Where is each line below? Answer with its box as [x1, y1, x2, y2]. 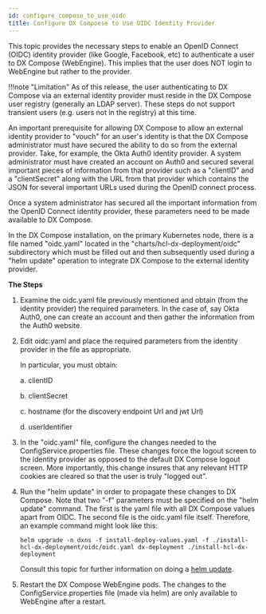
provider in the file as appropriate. [19, 344, 131, 354]
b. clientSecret [19, 390, 68, 400]
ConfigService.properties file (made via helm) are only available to [19, 588, 237, 597]
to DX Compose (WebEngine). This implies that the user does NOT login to [8, 57, 252, 68]
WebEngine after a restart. [19, 596, 107, 606]
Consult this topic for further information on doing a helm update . [19, 564, 234, 573]
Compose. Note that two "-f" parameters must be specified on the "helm [19, 495, 259, 505]
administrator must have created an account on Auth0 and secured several [8, 156, 254, 166]
